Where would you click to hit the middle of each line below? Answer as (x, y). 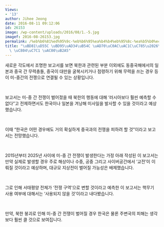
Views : (12, 10)
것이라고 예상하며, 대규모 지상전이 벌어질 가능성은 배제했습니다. (74, 167)
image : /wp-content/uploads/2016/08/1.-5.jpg (52, 32)
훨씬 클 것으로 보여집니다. (38, 219)
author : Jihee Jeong (26, 19)
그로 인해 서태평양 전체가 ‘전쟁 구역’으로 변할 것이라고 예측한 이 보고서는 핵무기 (80, 187)
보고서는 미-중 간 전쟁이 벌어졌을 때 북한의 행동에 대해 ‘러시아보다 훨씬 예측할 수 (81, 97)
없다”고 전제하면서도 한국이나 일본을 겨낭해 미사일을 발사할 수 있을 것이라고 (76, 103)
